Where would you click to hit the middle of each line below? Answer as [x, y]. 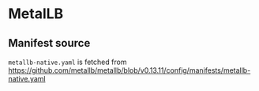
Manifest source [49, 43]
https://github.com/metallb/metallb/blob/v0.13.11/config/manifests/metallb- [129, 70]
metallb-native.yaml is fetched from [68, 62]
